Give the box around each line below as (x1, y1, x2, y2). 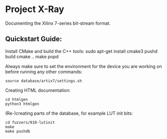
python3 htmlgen (5, 101, 39, 106)
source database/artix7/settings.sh (5, 78, 82, 84)
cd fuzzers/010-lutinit (5, 120, 55, 125)
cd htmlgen (5, 97, 28, 102)
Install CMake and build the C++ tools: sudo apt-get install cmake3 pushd (5, 48, 157, 54)
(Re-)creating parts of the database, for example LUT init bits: (5, 110, 133, 116)
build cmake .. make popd (5, 53, 59, 59)
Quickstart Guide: (5, 35, 62, 43)
